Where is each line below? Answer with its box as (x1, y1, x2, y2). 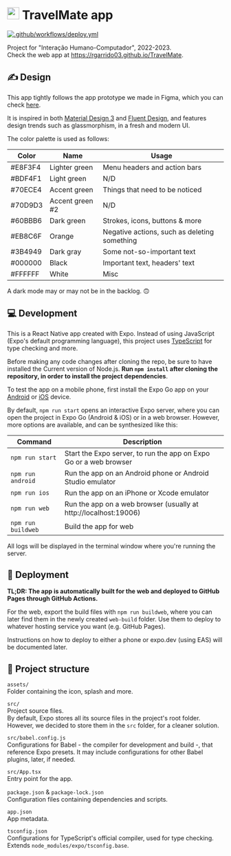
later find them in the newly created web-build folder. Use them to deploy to (7, 615, 221, 623)
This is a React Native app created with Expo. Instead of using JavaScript (7, 329, 215, 337)
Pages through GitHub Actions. (7, 595, 98, 603)
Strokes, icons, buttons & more (102, 215, 201, 225)
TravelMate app (21, 8, 113, 23)
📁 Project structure (7, 663, 90, 674)
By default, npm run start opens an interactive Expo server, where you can (7, 406, 220, 414)
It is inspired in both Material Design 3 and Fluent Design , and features (7, 114, 207, 122)
